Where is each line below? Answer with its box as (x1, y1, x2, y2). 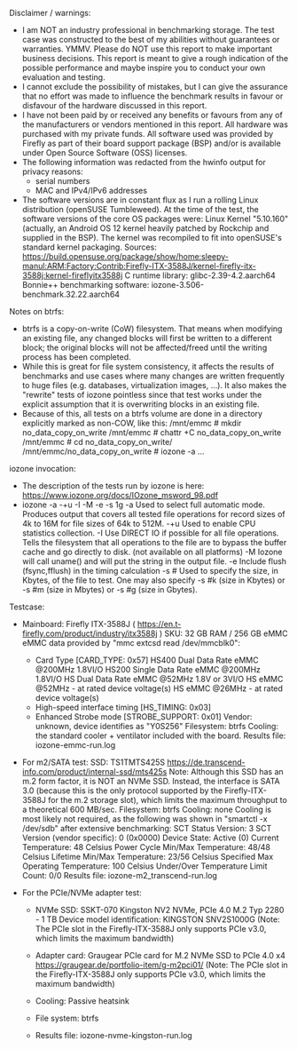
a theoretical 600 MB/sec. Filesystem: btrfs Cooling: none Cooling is (21, 804, 272, 815)
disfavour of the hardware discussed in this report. (21, 100, 207, 110)
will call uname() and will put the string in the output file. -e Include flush (21, 556, 286, 567)
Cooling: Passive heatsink (35, 996, 130, 1006)
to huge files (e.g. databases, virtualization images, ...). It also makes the (21, 380, 287, 390)
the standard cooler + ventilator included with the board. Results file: (35, 730, 286, 741)
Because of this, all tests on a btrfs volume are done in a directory (21, 409, 263, 418)
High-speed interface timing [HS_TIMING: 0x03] (35, 702, 211, 712)
